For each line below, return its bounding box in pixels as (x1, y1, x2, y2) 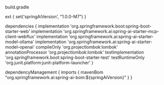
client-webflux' (5, 34, 36, 39)
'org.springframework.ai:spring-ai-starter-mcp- (63, 28, 159, 34)
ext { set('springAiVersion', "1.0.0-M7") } (5, 14, 87, 19)
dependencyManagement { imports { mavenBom (5, 69, 104, 75)
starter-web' (5, 28, 30, 34)
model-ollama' (5, 39, 34, 45)
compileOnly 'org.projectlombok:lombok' (36, 44, 118, 50)
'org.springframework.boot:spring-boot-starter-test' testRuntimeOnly (5, 55, 145, 60)
